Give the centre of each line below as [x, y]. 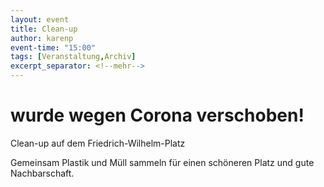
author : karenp [42, 38]
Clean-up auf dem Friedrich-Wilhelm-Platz [98, 143]
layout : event [40, 19]
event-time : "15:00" [53, 47]
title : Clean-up [44, 29]
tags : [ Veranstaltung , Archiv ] [73, 57]
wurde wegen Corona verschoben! [157, 115]
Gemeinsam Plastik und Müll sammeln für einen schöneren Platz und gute [162, 162]
